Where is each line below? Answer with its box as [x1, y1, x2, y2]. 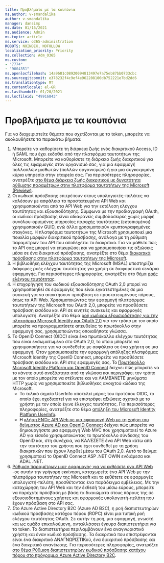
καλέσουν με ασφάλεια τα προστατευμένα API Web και [12, 198, 126, 204]
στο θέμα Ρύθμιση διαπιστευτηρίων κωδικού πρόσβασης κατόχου [12, 547, 146, 553]
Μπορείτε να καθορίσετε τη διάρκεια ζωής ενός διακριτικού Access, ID [12, 146, 158, 152]
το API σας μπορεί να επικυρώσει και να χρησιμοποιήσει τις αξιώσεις [12, 245, 153, 251]
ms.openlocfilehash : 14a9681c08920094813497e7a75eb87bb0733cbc [5, 71, 137, 76]
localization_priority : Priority [5, 48, 73, 53]
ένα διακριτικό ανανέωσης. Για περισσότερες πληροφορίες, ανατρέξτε [12, 542, 158, 548]
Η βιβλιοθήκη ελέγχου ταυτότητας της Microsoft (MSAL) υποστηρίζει [12, 260, 154, 266]
